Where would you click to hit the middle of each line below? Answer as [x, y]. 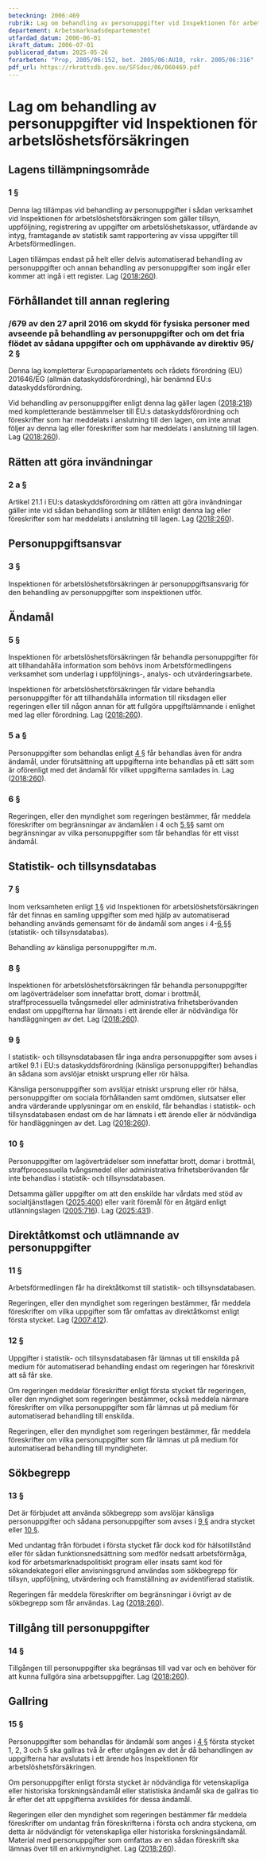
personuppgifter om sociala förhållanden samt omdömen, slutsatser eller [127, 1098]
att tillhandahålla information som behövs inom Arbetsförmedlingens [120, 666]
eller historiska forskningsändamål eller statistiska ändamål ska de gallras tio [133, 1790]
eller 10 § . [24, 1530]
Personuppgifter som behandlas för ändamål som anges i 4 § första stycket [132, 1741]
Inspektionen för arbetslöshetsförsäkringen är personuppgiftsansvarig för [128, 584]
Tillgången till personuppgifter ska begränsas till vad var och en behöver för [132, 1668]
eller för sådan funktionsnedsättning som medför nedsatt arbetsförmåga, [128, 1554]
